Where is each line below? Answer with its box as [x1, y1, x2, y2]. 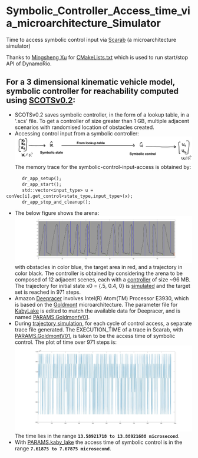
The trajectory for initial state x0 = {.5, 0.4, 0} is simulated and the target [14, 283, 190, 290]
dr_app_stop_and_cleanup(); [21, 199, 91, 205]
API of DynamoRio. [6, 60, 52, 67]
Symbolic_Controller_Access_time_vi [6, 4, 190, 18]
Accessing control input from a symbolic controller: [14, 130, 140, 137]
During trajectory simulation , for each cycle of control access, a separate [14, 320, 192, 327]
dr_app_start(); [21, 181, 62, 187]
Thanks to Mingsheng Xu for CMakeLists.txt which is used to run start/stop [6, 54, 189, 61]
